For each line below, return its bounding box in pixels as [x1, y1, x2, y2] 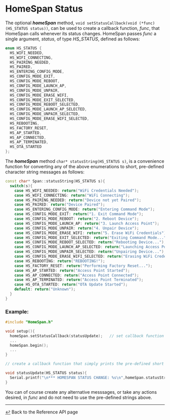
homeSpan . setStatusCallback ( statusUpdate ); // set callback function [10, 333, 164, 339]
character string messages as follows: [5, 169, 84, 175]
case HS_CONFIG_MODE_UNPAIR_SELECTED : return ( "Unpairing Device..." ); [14, 249, 166, 254]
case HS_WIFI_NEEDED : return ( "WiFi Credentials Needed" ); [14, 188, 139, 193]
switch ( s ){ [10, 183, 33, 189]
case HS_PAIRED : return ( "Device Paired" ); [14, 202, 105, 207]
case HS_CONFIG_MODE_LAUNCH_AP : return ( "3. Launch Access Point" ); [14, 221, 159, 226]
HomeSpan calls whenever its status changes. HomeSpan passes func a [5, 30, 157, 36]
